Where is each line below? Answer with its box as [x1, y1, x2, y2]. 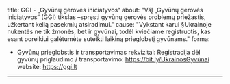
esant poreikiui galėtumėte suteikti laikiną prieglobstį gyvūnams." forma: [7, 35, 210, 43]
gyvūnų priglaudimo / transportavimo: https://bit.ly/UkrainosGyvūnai [16, 55, 210, 64]
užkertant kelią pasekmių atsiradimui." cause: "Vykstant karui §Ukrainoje [7, 20, 212, 28]
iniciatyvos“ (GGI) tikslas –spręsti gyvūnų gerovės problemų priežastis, [7, 13, 207, 21]
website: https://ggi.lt [16, 63, 77, 70]
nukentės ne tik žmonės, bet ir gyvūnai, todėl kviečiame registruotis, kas [7, 27, 211, 36]
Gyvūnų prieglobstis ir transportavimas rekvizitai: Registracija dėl [16, 48, 201, 56]
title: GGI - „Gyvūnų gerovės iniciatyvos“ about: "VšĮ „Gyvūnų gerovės [7, 6, 203, 14]
